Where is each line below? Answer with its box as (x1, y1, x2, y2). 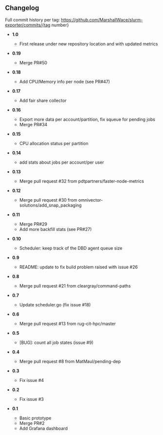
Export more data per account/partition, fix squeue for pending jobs (19, 116, 156, 122)
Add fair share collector (19, 97, 67, 103)
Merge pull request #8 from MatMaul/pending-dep (19, 358, 121, 364)
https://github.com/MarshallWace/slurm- (60, 17, 143, 22)
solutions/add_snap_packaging (19, 202, 82, 208)
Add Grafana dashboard (19, 425, 68, 431)
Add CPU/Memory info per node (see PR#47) (19, 78, 110, 84)
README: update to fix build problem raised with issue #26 (19, 264, 138, 270)
